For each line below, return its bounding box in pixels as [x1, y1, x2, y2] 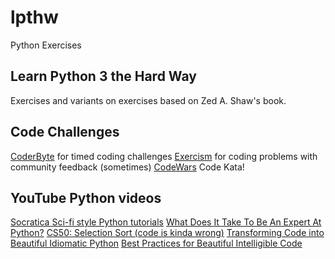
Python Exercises [10, 39, 82, 51]
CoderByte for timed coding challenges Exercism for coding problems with [10, 150, 318, 162]
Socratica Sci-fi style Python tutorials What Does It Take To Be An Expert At [10, 216, 322, 228]
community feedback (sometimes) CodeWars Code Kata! [10, 161, 245, 173]
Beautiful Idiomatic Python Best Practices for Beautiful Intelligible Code [10, 237, 303, 250]
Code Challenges [10, 124, 120, 141]
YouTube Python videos [10, 189, 162, 206]
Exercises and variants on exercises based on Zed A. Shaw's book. [10, 94, 287, 106]
